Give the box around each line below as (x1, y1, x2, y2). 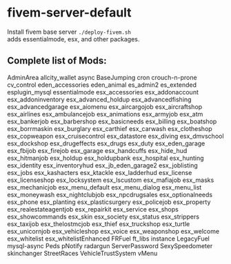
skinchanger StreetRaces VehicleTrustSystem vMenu (7, 249, 158, 257)
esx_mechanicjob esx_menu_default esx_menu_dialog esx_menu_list (7, 183, 202, 191)
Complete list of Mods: (7, 55, 107, 67)
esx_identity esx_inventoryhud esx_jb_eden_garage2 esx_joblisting (7, 161, 198, 170)
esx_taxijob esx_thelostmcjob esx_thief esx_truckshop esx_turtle (7, 219, 190, 228)
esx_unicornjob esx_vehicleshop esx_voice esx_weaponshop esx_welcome (7, 227, 219, 235)
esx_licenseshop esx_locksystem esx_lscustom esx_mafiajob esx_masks (7, 176, 214, 184)
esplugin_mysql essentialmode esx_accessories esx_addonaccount (7, 88, 199, 96)
